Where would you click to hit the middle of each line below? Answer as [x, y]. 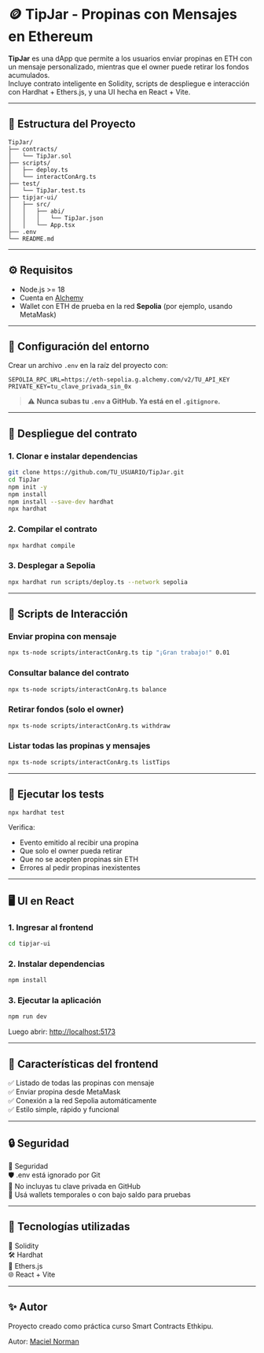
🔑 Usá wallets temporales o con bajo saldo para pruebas [99, 1195]
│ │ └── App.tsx [42, 225]
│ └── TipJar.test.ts [47, 190]
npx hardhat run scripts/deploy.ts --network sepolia [98, 582]
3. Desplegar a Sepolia [52, 566]
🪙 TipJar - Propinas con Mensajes [123, 15]
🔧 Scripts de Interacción [68, 614]
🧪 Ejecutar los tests [56, 795]
